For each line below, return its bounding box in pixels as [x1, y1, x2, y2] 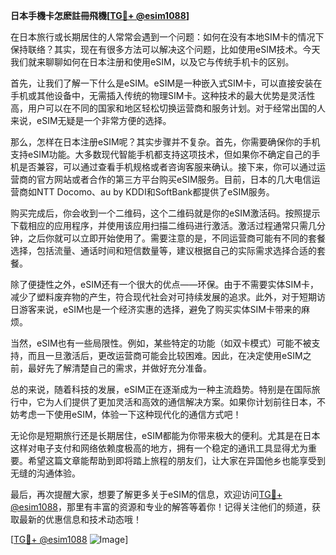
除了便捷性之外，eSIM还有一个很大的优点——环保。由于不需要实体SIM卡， [10, 279, 319, 290]
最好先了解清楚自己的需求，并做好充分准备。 [27, 362, 212, 374]
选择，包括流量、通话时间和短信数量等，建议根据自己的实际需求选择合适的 [10, 245, 317, 256]
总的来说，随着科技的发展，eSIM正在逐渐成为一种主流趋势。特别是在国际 [10, 384, 312, 395]
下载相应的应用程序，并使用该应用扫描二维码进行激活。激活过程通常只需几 [10, 220, 317, 231]
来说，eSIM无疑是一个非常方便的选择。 [10, 115, 172, 126]
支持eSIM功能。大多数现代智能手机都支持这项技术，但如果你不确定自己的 [10, 149, 312, 160]
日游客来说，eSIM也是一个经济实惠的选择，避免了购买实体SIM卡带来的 [10, 304, 302, 315]
